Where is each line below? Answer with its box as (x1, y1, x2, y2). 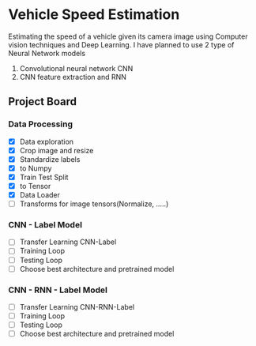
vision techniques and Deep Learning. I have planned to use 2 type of (8, 39, 235, 49)
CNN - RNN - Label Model (8, 284, 108, 295)
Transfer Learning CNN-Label (19, 237, 117, 246)
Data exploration (19, 137, 73, 146)
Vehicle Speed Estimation (8, 6, 180, 24)
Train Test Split (19, 172, 69, 182)
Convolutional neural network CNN (19, 63, 134, 73)
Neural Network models (8, 48, 85, 58)
